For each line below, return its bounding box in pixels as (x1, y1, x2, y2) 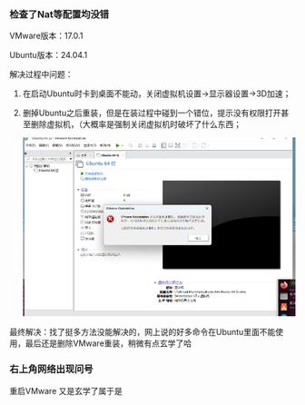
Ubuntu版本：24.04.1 (9, 50, 88, 61)
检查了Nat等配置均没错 (9, 7, 110, 20)
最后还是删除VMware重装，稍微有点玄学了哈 (25, 338, 192, 349)
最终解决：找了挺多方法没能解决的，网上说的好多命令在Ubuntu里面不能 (9, 327, 276, 338)
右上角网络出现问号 (9, 363, 93, 376)
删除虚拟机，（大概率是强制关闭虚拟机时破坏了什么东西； (30, 119, 242, 130)
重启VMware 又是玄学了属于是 (9, 385, 123, 396)
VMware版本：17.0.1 (9, 30, 84, 42)
